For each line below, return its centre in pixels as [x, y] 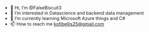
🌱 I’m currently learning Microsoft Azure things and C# [68, 18]
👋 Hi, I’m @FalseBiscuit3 [36, 8]
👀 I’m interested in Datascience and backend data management [77, 13]
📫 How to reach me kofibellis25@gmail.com [57, 24]
